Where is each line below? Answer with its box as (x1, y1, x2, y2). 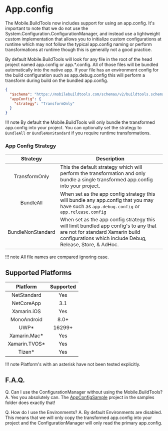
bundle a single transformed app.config (59, 176, 153, 183)
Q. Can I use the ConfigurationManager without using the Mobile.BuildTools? (5, 389, 163, 395)
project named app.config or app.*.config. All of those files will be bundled (5, 61, 158, 67)
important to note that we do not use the (5, 25, 88, 31)
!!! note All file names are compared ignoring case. (5, 254, 109, 260)
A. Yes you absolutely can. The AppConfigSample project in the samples (5, 395, 154, 401)
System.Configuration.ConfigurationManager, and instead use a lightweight (5, 30, 160, 36)
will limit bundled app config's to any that (59, 222, 156, 229)
